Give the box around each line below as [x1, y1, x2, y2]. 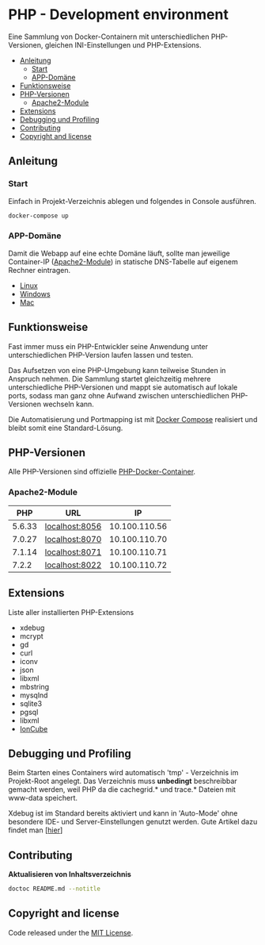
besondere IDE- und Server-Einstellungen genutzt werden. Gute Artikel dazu [8, 817, 258, 827]
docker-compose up [8, 212, 69, 220]
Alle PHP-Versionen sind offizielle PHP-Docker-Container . [8, 467, 196, 477]
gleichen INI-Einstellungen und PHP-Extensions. [44, 40, 202, 49]
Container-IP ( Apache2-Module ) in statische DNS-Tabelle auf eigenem [8, 256, 239, 267]
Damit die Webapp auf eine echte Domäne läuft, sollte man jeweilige [8, 248, 231, 258]
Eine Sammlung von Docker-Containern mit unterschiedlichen [8, 32, 210, 41]
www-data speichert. [8, 793, 78, 803]
